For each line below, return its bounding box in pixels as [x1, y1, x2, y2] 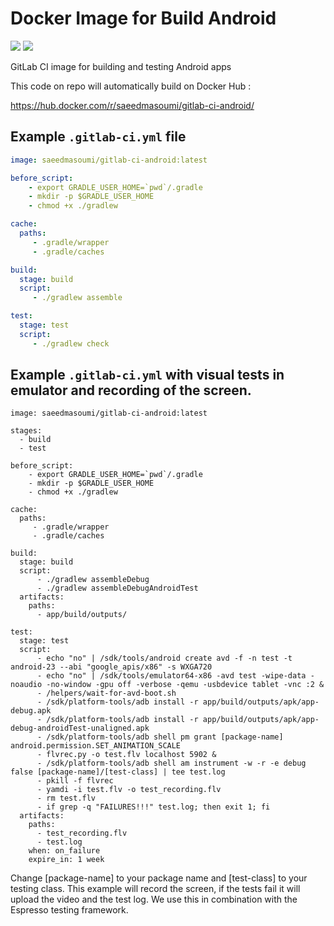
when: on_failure [28, 846, 101, 856]
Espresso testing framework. [10, 904, 129, 916]
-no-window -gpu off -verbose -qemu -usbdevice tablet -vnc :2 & [46, 680, 325, 690]
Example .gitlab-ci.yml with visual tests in [10, 367, 285, 384]
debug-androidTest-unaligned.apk [10, 723, 150, 734]
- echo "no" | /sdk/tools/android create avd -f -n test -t [36, 653, 293, 664]
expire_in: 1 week [28, 855, 105, 865]
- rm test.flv [36, 793, 97, 804]
